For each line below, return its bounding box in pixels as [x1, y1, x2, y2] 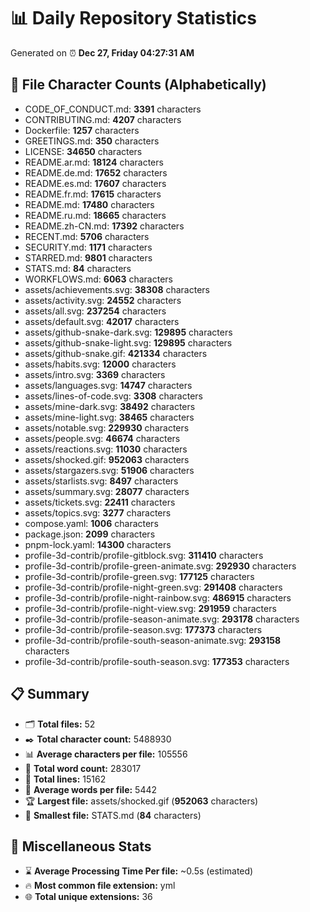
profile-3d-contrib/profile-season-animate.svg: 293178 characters [24, 613, 300, 625]
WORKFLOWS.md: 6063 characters [24, 273, 173, 285]
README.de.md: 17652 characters [24, 166, 168, 179]
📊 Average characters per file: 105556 [24, 748, 188, 760]
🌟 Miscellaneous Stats [10, 838, 152, 855]
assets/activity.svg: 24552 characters [24, 294, 182, 306]
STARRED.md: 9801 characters [24, 251, 153, 264]
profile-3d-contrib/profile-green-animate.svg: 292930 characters [24, 560, 297, 572]
